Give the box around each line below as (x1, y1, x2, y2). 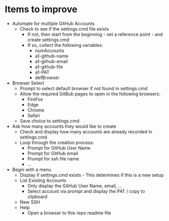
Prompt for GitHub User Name (27, 145, 91, 151)
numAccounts (35, 47, 65, 53)
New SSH (19, 199, 40, 205)
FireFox (27, 96, 43, 102)
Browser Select (12, 80, 44, 86)
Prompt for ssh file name (27, 155, 79, 161)
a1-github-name (35, 52, 69, 59)
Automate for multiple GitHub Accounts (12, 20, 95, 26)
